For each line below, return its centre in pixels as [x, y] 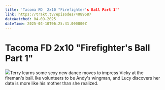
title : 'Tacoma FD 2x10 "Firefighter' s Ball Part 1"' [63, 10]
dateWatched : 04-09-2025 [31, 19]
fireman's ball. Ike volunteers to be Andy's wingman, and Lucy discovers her [82, 78]
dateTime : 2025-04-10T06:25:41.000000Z [46, 23]
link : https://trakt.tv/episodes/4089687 [48, 14]
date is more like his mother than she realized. [52, 83]
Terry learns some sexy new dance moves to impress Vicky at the [77, 73]
